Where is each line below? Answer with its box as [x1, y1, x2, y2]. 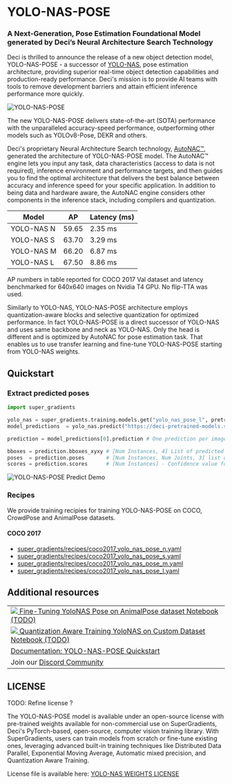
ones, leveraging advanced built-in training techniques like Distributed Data [7, 742, 222, 750]
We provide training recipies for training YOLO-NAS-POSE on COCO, [7, 506, 202, 515]
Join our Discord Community [10, 657, 104, 667]
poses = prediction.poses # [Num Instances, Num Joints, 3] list [7, 454, 221, 461]
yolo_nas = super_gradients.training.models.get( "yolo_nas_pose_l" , [7, 417, 209, 423]
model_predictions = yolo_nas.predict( [7, 423, 126, 430]
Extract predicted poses [7, 388, 90, 398]
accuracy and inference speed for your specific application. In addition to [7, 181, 216, 190]
